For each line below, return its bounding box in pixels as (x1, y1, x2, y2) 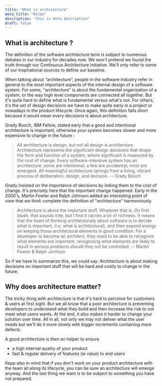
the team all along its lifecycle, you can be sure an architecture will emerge (5, 365, 154, 371)
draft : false (5, 20, 32, 26)
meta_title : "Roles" (5, 12, 47, 17)
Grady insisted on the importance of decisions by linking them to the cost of (5, 183, 157, 188)
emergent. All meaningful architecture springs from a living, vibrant (16, 168, 151, 174)
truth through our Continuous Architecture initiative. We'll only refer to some (5, 62, 157, 68)
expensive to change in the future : (5, 132, 75, 139)
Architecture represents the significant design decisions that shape (16, 147, 151, 153)
